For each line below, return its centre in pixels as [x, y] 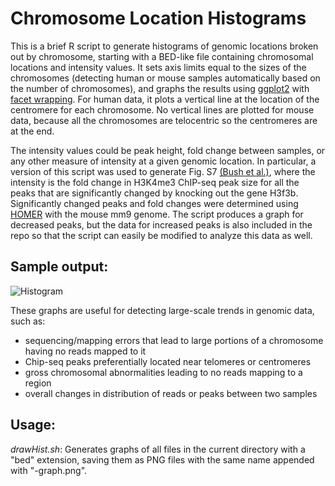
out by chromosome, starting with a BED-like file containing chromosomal [162, 56]
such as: [28, 321]
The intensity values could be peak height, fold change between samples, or [168, 150]
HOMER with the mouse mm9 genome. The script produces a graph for [157, 214]
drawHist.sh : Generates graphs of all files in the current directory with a [158, 449]
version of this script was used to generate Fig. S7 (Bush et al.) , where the [163, 171]
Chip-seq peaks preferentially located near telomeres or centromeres [168, 361]
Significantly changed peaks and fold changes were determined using [154, 203]
